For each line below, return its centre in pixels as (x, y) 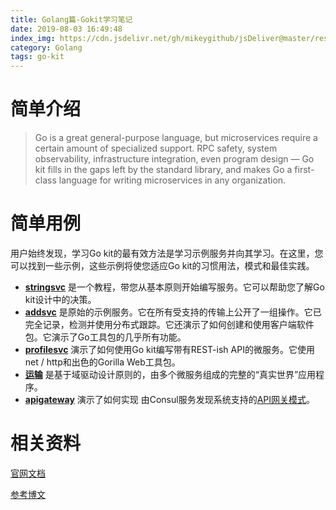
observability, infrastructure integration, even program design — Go (174, 159)
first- (304, 170)
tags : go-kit (37, 57)
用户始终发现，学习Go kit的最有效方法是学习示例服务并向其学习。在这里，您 (167, 253)
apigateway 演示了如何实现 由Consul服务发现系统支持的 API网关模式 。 (170, 399)
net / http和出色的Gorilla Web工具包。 (102, 362)
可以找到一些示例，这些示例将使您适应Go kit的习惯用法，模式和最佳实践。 (162, 265)
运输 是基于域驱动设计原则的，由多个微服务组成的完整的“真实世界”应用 (170, 374)
